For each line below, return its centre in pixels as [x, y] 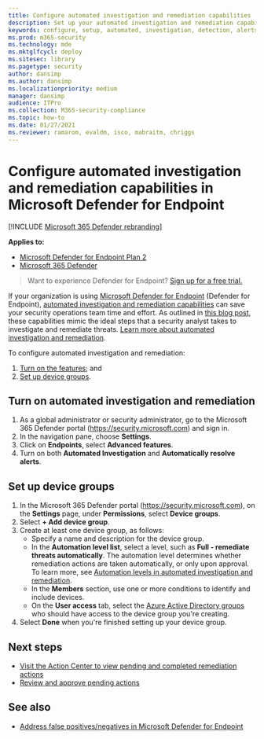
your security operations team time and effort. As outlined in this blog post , [130, 312]
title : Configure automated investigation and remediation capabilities [130, 15]
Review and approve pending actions [79, 682]
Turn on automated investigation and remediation [132, 401]
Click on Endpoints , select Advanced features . [96, 445]
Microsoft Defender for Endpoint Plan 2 [83, 257]
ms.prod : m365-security [47, 37]
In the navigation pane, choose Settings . [85, 436]
